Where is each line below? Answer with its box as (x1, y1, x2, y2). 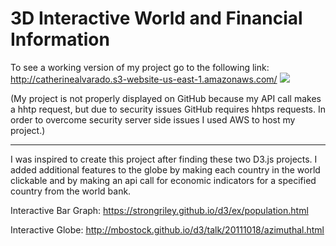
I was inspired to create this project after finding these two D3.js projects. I (10, 153, 318, 165)
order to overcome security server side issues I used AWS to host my (10, 113, 296, 126)
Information (10, 28, 110, 51)
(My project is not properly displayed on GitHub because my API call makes (10, 92, 322, 104)
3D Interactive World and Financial (10, 7, 303, 30)
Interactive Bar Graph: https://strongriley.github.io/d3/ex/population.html (10, 204, 309, 216)
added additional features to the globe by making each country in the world (10, 163, 321, 176)
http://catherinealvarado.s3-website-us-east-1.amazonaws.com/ (10, 73, 278, 85)
